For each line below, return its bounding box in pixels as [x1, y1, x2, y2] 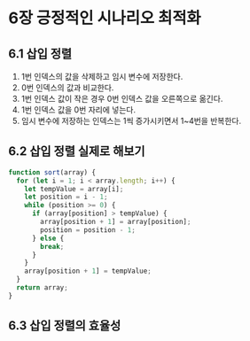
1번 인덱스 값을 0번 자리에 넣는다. [20, 105, 137, 115]
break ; [40, 242, 65, 251]
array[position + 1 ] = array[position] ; [40, 218, 191, 227]
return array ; [16, 283, 68, 292]
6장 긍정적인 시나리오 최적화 [8, 8, 201, 28]
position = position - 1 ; [40, 225, 137, 235]
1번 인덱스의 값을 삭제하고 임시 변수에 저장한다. [20, 72, 184, 81]
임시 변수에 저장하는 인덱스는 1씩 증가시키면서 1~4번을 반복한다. [20, 116, 241, 126]
